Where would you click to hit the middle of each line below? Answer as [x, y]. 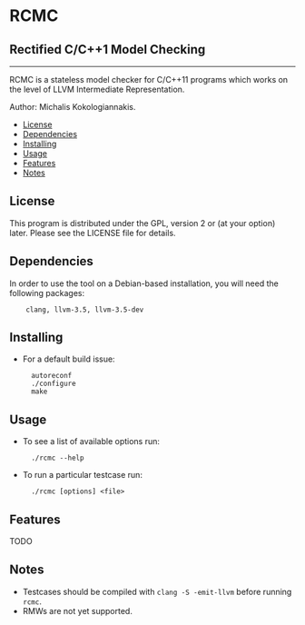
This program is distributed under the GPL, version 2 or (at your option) [143, 223]
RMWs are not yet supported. [78, 610]
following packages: [47, 293]
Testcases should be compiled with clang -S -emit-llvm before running [157, 591]
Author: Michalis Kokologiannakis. [73, 107]
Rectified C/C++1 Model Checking [108, 50]
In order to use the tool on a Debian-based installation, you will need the [144, 283]
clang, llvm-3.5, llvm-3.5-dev [85, 310]
